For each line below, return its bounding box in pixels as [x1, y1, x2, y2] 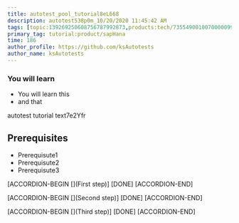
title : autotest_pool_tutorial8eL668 [7, 10, 119, 18]
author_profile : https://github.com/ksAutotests [7, 43, 154, 51]
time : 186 [7, 37, 37, 44]
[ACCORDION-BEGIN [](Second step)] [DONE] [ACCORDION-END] [7, 193, 203, 202]
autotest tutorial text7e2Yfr [7, 111, 86, 120]
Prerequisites [7, 132, 68, 144]
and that [17, 98, 43, 106]
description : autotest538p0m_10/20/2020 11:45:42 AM [7, 17, 167, 24]
